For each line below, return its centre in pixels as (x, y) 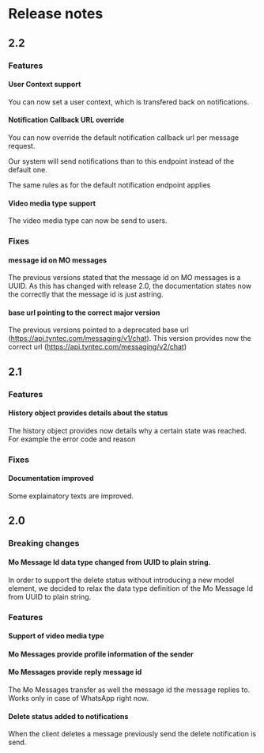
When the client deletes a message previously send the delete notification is (132, 734)
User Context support (45, 85)
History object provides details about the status (88, 413)
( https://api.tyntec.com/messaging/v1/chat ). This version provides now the (130, 339)
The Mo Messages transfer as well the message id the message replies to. (129, 690)
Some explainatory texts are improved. (71, 496)
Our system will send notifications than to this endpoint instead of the (121, 161)
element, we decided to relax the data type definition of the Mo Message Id (131, 588)
